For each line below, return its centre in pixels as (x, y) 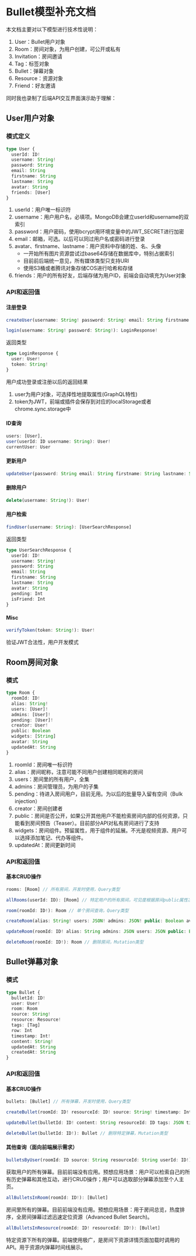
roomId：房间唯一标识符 (43, 765)
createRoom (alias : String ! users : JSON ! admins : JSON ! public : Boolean (95, 921)
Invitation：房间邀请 (38, 56)
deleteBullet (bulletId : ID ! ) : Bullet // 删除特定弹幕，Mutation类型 (87, 1133)
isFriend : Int (28, 599)
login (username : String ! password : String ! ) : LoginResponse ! (82, 331)
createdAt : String (34, 1052)
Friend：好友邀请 (35, 85)
